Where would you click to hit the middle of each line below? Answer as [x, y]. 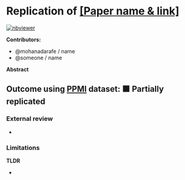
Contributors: [24, 39]
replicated [26, 102]
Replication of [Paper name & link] [93, 11]
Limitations [23, 147]
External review [30, 119]
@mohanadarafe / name [45, 51]
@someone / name [38, 57]
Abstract [17, 69]
